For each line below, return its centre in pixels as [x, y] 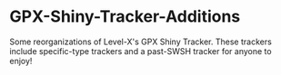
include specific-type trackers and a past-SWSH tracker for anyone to [140, 51]
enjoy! [21, 61]
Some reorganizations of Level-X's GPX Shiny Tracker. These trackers [141, 42]
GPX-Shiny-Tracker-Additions [125, 17]
